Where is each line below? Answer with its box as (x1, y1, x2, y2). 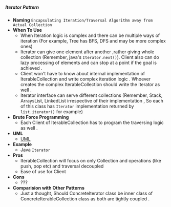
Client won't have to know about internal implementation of (20, 70, 145, 76)
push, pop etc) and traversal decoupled (20, 163, 104, 169)
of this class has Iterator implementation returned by (20, 103, 134, 109)
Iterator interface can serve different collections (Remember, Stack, (20, 92, 163, 98)
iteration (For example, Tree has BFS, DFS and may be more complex (20, 37, 166, 44)
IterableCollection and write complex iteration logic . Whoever (20, 76, 151, 82)
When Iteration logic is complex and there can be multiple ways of (20, 32, 160, 38)
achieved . (20, 65, 42, 71)
